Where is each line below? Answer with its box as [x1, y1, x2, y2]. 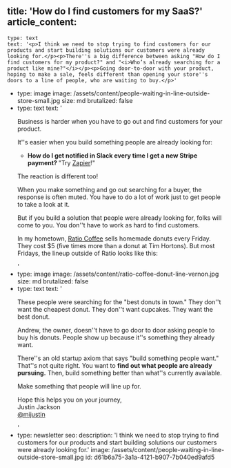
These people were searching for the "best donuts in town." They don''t [17, 297, 221, 306]
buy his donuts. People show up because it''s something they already [17, 333, 215, 341]
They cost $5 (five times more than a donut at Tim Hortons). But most [17, 241, 215, 250]
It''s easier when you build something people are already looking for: [17, 138, 212, 146]
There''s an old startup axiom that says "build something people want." [17, 354, 219, 362]
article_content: [7, 17, 77, 28]
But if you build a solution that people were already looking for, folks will [17, 214, 222, 222]
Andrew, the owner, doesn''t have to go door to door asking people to [17, 326, 215, 334]
